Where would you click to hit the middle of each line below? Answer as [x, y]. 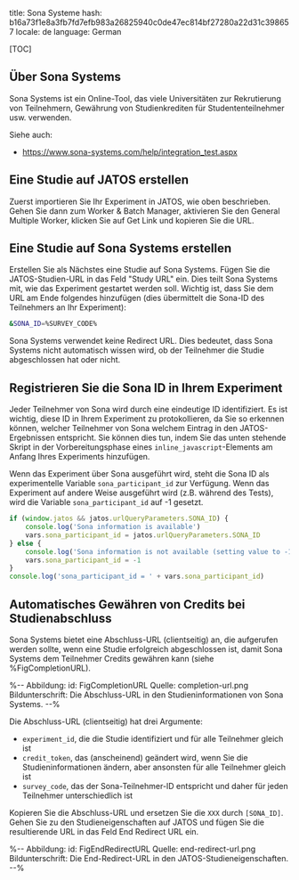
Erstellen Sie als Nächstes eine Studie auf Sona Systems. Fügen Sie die [140, 270]
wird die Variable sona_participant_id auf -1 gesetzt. [106, 502]
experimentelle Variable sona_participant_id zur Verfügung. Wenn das [139, 484]
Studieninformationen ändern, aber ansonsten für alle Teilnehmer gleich [154, 767]
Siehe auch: [31, 134]
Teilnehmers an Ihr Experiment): [68, 307]
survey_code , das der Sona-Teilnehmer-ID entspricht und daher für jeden [155, 786]
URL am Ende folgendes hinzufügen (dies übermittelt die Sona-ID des [137, 298]
